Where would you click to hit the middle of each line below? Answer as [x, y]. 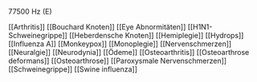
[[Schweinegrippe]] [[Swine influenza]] [73, 69]
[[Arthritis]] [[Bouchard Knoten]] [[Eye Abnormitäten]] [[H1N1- [110, 27]
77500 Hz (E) [30, 12]
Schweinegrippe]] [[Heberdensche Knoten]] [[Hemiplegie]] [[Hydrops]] [126, 35]
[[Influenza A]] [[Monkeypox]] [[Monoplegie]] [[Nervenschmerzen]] [120, 44]
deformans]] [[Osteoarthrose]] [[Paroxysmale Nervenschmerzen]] [118, 61]
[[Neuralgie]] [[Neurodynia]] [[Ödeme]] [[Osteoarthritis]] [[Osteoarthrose [129, 52]
